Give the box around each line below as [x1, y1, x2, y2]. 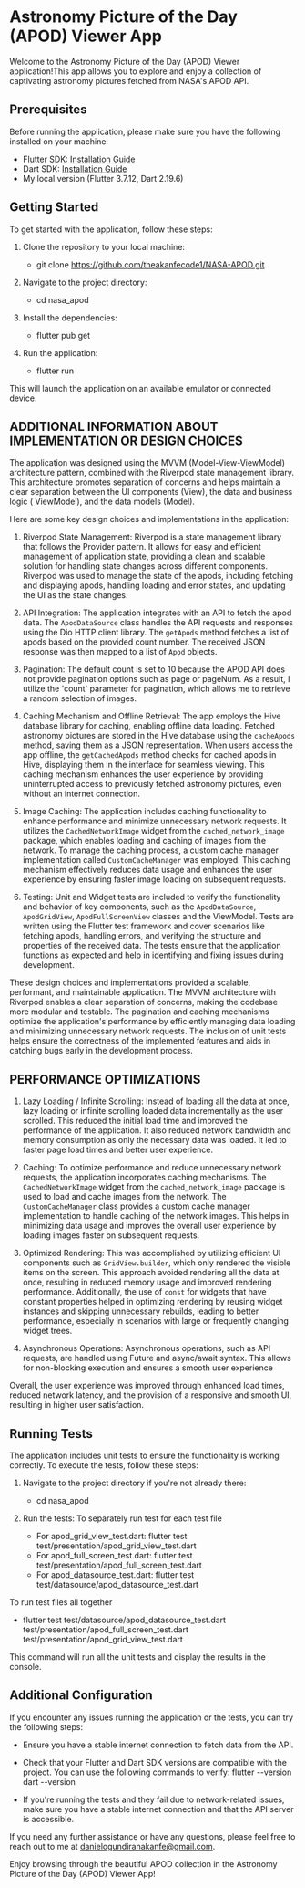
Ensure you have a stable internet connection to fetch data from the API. [22, 1739, 294, 1750]
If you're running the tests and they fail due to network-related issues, [22, 1794, 285, 1805]
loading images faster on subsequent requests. [22, 1230, 200, 1241]
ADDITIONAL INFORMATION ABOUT [9, 418, 219, 435]
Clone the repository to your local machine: [22, 241, 185, 252]
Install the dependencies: [22, 312, 118, 323]
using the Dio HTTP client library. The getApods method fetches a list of [22, 627, 290, 638]
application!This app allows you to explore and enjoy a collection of [9, 66, 262, 77]
